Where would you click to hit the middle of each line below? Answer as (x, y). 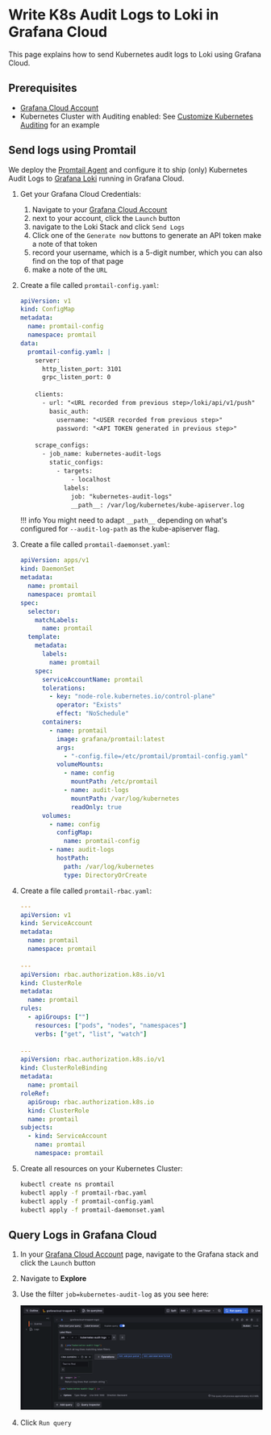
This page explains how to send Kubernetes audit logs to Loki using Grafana (135, 54)
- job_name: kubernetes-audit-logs (101, 454)
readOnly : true (97, 807)
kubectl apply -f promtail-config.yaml (87, 1201)
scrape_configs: (62, 445)
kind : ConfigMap (47, 309)
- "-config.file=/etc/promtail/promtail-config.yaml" (156, 756)
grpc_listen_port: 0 (76, 378)
